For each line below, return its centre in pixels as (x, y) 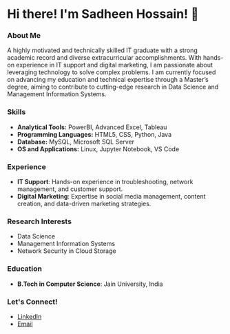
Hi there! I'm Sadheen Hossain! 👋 (103, 14)
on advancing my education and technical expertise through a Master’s (108, 80)
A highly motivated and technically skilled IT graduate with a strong (102, 50)
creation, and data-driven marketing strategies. (84, 204)
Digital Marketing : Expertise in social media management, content (111, 197)
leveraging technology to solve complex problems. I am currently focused (112, 72)
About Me (24, 36)
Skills (17, 112)
